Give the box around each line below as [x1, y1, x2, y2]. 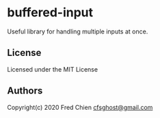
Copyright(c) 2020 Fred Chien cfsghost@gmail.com [7, 103, 153, 111]
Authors [7, 85, 43, 97]
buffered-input [7, 5, 94, 20]
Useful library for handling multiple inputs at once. [7, 27, 148, 35]
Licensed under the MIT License [7, 65, 98, 73]
